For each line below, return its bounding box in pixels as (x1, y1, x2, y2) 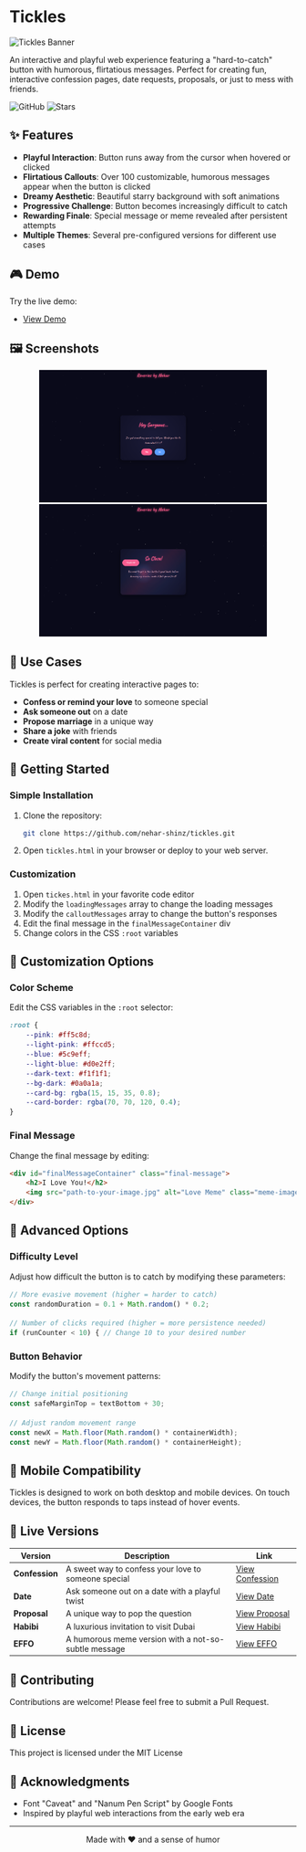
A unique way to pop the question (66, 1608, 192, 1619)
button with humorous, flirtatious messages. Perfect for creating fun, (9, 64, 267, 75)
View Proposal (235, 1608, 290, 1619)
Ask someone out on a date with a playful (66, 1586, 220, 1597)
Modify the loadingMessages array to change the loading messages (22, 898, 273, 910)
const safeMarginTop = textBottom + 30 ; (9, 1399, 166, 1408)
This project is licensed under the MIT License (9, 1747, 184, 1759)
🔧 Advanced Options (9, 1223, 129, 1238)
